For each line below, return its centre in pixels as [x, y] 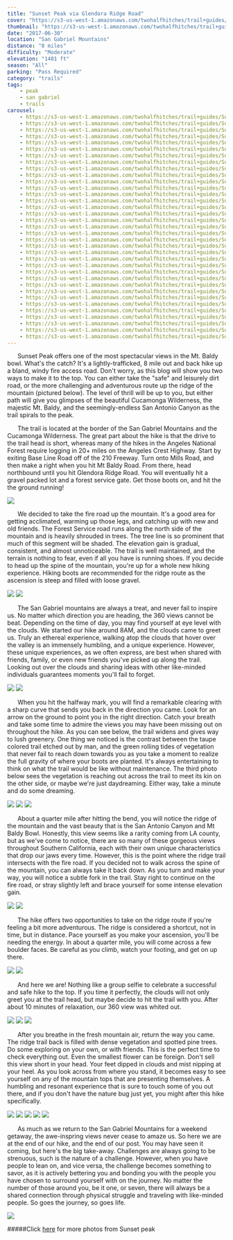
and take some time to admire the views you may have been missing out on [115, 724]
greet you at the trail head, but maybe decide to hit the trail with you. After [113, 1000]
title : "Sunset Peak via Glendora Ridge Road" [76, 14]
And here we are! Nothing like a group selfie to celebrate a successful [117, 985]
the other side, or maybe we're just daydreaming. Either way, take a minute [114, 784]
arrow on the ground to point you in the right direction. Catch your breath [112, 717]
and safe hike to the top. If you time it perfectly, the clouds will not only [109, 992]
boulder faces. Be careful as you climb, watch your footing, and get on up [112, 950]
